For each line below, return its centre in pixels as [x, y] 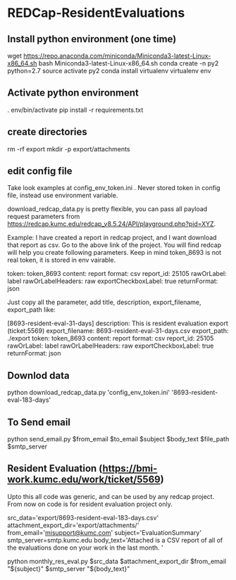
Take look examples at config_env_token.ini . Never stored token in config [114, 188]
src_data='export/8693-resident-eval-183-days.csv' [83, 517]
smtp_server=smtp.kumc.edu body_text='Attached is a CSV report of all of [115, 540]
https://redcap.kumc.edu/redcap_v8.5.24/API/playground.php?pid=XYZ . [112, 224]
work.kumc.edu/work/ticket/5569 [84, 480]
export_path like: [32, 310]
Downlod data [38, 376]
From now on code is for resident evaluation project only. [90, 504]
